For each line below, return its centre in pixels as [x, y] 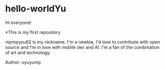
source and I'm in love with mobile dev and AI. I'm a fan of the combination [82, 47]
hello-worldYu [36, 9]
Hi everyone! [18, 22]
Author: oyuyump [23, 62]
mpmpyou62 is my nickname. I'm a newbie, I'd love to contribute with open [83, 42]
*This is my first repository [33, 32]
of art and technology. [28, 52]
